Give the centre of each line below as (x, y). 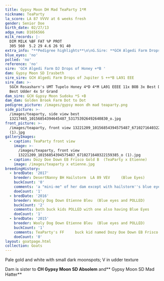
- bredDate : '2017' (29, 173)
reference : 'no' (21, 64)
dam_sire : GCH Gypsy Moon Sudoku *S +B (46, 96)
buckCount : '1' (29, 228)
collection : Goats (24, 246)
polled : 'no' (18, 60)
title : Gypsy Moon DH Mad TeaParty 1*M (46, 10)
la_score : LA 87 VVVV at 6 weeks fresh (46, 19)
